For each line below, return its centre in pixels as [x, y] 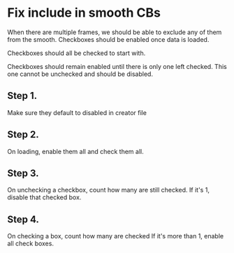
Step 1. [22, 96]
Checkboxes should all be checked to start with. [76, 53]
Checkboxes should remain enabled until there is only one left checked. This [117, 66]
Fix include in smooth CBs [84, 13]
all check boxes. [31, 244]
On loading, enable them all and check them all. [76, 151]
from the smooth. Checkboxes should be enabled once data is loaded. [108, 39]
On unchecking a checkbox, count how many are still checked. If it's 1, [108, 190]
